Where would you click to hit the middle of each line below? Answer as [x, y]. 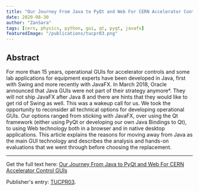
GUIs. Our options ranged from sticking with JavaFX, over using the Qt [92, 115]
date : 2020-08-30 [28, 17]
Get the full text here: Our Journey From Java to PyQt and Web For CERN [95, 164]
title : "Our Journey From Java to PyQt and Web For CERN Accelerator [94, 12]
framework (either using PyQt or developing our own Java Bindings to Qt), [97, 122]
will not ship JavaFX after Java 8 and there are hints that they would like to [97, 97]
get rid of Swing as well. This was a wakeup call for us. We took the [88, 103]
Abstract [23, 58]
